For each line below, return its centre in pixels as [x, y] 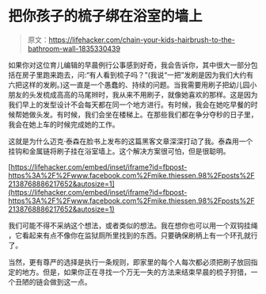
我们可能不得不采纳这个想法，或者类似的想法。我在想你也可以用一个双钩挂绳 [133, 225]
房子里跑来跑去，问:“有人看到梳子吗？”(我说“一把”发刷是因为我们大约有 [138, 74]
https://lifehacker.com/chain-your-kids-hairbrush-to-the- [142, 40]
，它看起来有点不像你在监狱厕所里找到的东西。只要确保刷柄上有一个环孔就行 [133, 235]
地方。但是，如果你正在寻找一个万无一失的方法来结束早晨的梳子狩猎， [136, 272]
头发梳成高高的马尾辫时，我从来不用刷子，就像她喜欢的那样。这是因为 [143, 94]
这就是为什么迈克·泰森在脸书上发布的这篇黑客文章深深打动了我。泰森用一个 [131, 141]
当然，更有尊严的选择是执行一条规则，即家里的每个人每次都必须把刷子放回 [129, 262]
